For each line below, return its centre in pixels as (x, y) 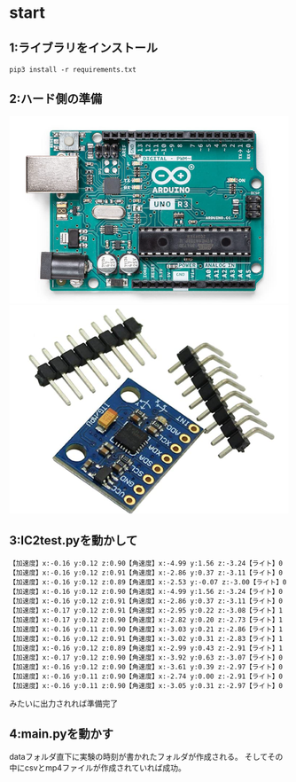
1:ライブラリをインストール (83, 47)
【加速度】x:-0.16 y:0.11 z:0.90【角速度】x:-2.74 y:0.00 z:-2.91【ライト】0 (146, 676)
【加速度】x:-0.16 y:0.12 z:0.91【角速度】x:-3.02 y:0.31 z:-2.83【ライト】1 (146, 638)
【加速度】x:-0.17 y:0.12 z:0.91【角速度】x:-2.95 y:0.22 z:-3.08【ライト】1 (146, 610)
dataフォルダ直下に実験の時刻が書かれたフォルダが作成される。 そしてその (146, 757)
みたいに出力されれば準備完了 (63, 703)
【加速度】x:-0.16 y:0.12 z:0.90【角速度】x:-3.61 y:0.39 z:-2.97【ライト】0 (146, 667)
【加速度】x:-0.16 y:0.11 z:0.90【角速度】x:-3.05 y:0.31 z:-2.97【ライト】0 (146, 685)
